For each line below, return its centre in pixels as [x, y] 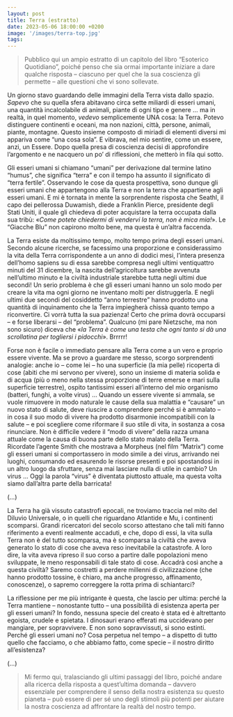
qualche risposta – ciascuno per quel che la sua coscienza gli [112, 75]
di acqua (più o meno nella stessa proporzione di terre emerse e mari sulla [114, 380]
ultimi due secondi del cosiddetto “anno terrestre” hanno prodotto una [108, 300]
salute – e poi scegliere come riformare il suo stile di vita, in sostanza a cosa [116, 424]
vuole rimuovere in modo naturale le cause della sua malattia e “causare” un [116, 402]
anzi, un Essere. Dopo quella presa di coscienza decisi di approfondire [108, 147]
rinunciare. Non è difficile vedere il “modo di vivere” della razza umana [108, 432]
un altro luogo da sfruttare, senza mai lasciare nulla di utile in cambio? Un [112, 469]
